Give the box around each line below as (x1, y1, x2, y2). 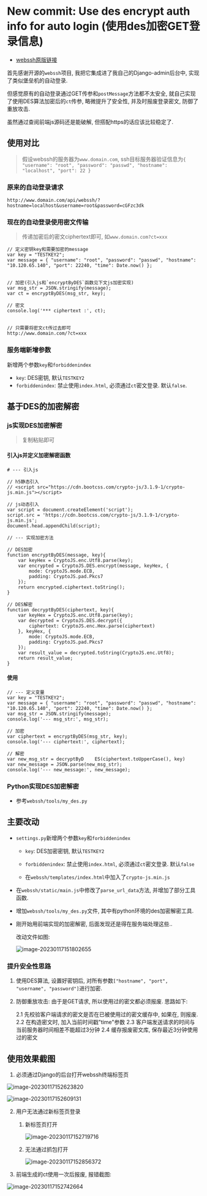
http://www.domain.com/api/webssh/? (7, 198, 100, 204)
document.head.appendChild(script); (7, 523, 100, 529)
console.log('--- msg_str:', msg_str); (7, 716, 109, 722)
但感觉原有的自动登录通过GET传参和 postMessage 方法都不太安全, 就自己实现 (7, 90, 196, 97)
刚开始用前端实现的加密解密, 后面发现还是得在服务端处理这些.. (15, 920, 173, 927)
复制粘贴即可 (21, 436, 55, 444)
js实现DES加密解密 (7, 421, 63, 430)
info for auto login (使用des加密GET (7, 20, 189, 33)
